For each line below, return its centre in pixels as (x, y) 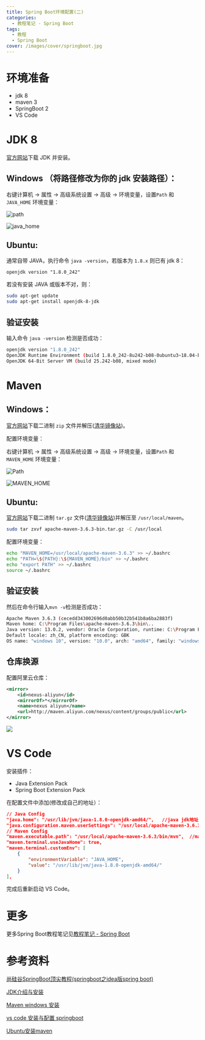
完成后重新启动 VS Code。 (40, 889)
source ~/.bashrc (28, 570)
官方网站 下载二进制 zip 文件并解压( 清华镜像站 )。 (67, 425)
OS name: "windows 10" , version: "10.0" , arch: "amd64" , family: (91, 641)
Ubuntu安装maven (30, 1031)
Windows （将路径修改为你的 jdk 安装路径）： (92, 179)
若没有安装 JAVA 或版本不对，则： (49, 284)
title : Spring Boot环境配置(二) (45, 12)
